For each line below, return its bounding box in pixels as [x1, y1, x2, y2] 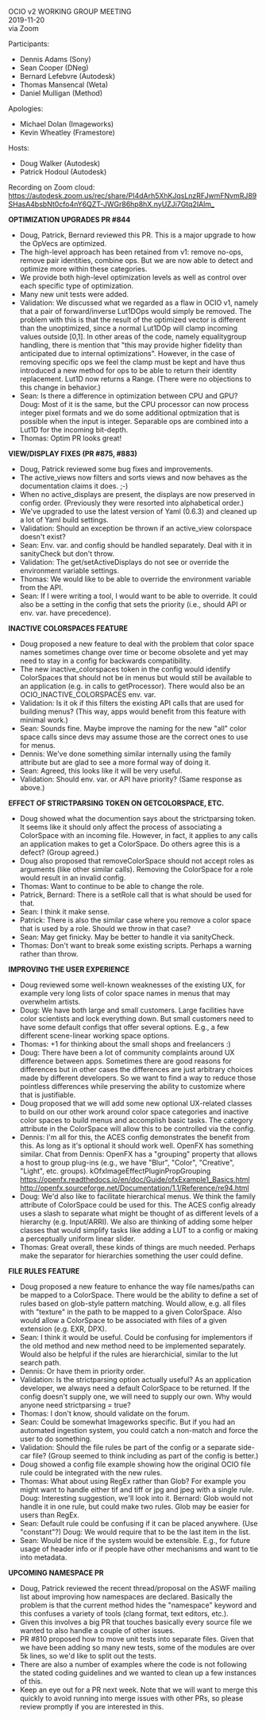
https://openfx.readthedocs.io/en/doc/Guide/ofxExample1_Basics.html [19, 1175, 250, 1184]
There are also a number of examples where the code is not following [19, 1660, 248, 1669]
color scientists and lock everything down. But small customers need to [19, 1014, 254, 1023]
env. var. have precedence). [19, 609, 111, 617]
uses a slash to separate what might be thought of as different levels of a [19, 1208, 259, 1218]
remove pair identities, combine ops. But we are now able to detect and [19, 256, 253, 265]
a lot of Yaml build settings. [19, 515, 109, 524]
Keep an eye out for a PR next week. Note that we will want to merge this [19, 1685, 258, 1694]
